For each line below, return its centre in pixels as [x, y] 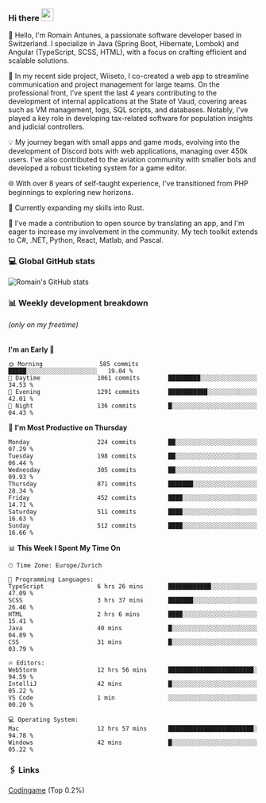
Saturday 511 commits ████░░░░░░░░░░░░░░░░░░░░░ [133, 512]
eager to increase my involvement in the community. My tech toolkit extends [133, 232]
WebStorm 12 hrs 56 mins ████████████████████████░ [133, 670]
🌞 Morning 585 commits [73, 364]
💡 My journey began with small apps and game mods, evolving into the [124, 142]
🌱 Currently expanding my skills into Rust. [76, 208]
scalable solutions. [39, 60]
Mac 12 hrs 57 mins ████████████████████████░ [133, 728]
